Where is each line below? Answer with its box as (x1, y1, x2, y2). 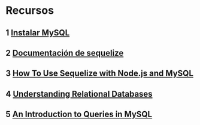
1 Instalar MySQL (5, 28, 70, 38)
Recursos (5, 4, 54, 17)
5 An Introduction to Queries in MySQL (5, 109, 153, 120)
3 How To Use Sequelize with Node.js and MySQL (5, 69, 194, 79)
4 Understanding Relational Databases (5, 88, 153, 99)
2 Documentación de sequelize (5, 47, 124, 58)
